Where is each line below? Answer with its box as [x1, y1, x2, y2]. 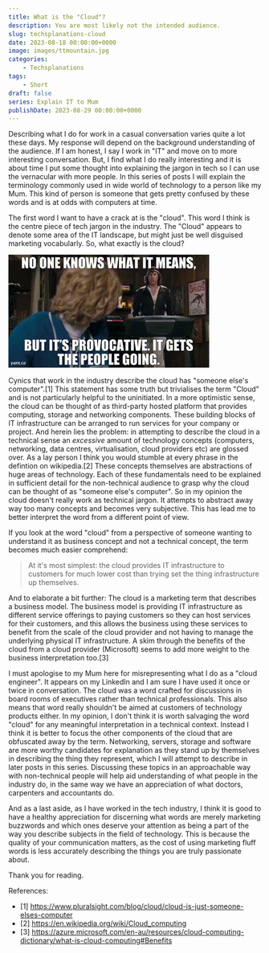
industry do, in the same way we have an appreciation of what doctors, [8, 779, 243, 789]
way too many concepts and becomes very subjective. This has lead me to [8, 504, 256, 513]
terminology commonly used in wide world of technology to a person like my [8, 181, 262, 190]
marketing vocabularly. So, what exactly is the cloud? [8, 239, 185, 248]
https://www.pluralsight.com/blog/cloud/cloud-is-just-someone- [30, 902, 244, 911]
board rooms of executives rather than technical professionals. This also [8, 694, 247, 704]
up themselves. [27, 578, 79, 587]
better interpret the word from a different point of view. [8, 513, 190, 522]
